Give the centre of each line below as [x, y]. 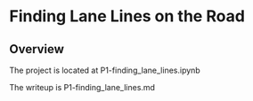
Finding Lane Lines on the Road [127, 16]
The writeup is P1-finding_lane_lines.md [82, 87]
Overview [37, 49]
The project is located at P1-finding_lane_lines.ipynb [105, 70]
